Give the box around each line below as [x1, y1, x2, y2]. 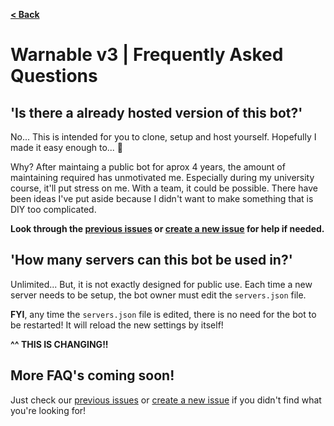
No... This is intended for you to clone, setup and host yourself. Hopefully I [10, 131, 317, 143]
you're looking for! [10, 404, 87, 416]
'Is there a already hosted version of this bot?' [10, 104, 303, 121]
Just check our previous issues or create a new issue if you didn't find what [10, 394, 322, 406]
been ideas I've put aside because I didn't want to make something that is [10, 193, 314, 204]
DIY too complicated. [10, 204, 97, 215]
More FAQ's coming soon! [10, 367, 175, 384]
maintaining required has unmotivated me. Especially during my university [10, 172, 315, 183]
